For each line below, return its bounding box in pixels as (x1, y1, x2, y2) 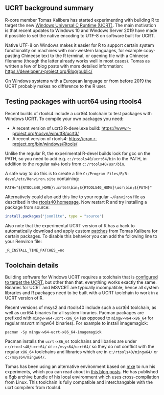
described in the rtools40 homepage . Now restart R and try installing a (5, 199, 147, 205)
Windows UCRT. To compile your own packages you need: (5, 116, 124, 122)
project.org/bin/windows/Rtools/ (12, 141, 78, 147)
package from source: (5, 204, 50, 210)
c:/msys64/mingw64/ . (5, 354, 46, 360)
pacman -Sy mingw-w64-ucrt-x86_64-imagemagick (5, 330, 102, 335)
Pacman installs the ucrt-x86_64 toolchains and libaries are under (5, 338, 137, 344)
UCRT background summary (5, 4, 94, 12)
